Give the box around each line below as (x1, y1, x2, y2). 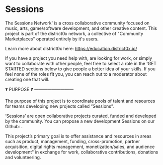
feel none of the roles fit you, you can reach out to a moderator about (5, 71, 147, 77)
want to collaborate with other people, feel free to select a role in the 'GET (5, 60, 157, 66)
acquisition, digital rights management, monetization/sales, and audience (5, 144, 155, 150)
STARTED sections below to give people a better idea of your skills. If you (5, 66, 156, 72)
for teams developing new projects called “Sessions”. (5, 103, 114, 109)
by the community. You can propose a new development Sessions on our (5, 118, 155, 124)
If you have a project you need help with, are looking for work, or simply (5, 55, 153, 61)
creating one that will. (5, 76, 50, 82)
